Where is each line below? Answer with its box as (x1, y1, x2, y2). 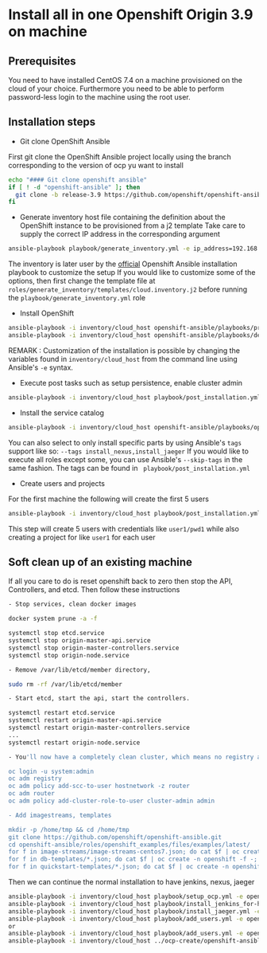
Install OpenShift (19, 308, 75, 318)
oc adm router (8, 790, 56, 798)
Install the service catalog (19, 408, 105, 418)
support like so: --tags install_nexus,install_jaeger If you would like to (8, 446, 249, 456)
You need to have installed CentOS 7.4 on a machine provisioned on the (8, 76, 242, 84)
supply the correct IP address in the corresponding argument (19, 229, 221, 239)
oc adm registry (8, 775, 62, 782)
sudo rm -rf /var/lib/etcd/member (8, 680, 123, 688)
